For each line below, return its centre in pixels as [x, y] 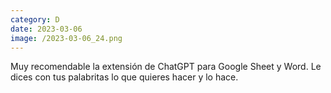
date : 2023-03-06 [46, 29]
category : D [35, 19]
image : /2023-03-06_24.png [66, 38]
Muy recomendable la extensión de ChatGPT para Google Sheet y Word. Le [166, 67]
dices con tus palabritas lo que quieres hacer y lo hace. [124, 77]
